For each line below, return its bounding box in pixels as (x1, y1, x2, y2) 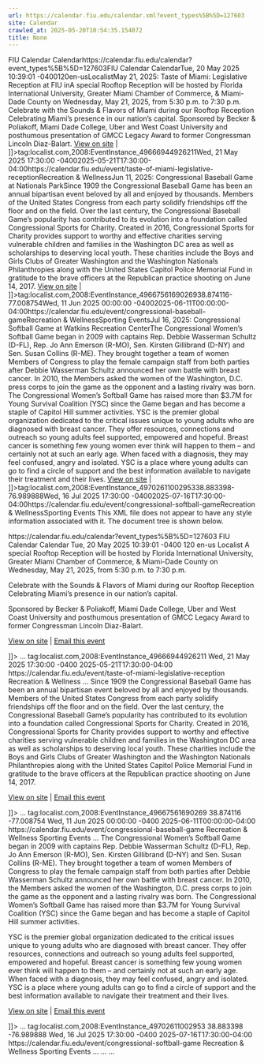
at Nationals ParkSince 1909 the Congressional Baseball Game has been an (8, 181, 253, 190)
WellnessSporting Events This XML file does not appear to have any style (14, 508, 252, 518)
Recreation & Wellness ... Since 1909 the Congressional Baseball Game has (8, 676, 252, 687)
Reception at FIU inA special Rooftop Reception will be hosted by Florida (8, 81, 243, 90)
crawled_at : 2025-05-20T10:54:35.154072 (8, 26, 143, 34)
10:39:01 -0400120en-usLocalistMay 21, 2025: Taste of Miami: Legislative (8, 72, 247, 81)
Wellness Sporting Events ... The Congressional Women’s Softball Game (8, 834, 242, 843)
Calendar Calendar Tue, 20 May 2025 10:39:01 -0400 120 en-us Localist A (8, 540, 250, 549)
